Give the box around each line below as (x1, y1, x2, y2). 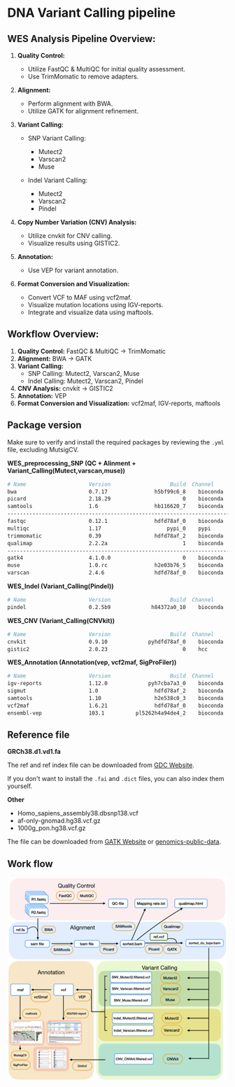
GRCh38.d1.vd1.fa (7, 748, 61, 756)
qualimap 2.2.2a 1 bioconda (7, 540, 224, 547)
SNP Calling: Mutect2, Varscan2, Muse (27, 369, 140, 377)
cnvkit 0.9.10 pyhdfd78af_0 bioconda (7, 638, 224, 645)
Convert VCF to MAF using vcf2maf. (27, 293, 132, 302)
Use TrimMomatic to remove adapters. (27, 72, 139, 80)
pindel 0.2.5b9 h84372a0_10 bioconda (7, 603, 224, 610)
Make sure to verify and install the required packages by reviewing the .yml (7, 437, 225, 446)
